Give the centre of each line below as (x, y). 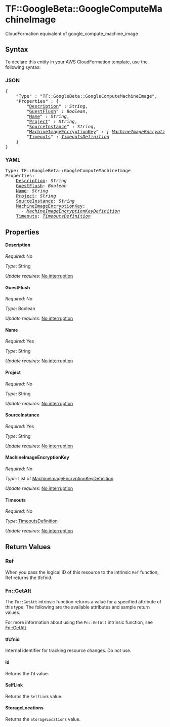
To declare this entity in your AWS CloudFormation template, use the (76, 62)
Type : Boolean (20, 309)
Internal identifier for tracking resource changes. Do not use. (68, 651)
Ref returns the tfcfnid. (29, 578)
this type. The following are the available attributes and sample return (78, 607)
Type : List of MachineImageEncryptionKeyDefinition (59, 478)
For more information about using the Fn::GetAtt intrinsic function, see (79, 622)
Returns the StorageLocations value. (43, 719)
